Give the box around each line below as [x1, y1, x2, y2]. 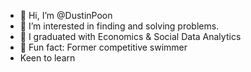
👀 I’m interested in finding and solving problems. [19, 20, 220, 32]
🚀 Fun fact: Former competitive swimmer [19, 41, 188, 53]
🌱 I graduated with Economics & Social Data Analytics [19, 31, 242, 42]
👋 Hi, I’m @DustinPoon [19, 10, 113, 21]
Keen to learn [19, 52, 76, 64]
